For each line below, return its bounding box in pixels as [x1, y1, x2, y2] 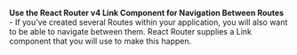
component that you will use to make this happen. [9, 35, 192, 46]
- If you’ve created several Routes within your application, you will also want [9, 17, 288, 27]
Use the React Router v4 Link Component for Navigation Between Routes [9, 8, 285, 18]
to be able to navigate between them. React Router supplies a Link [9, 27, 252, 36]
